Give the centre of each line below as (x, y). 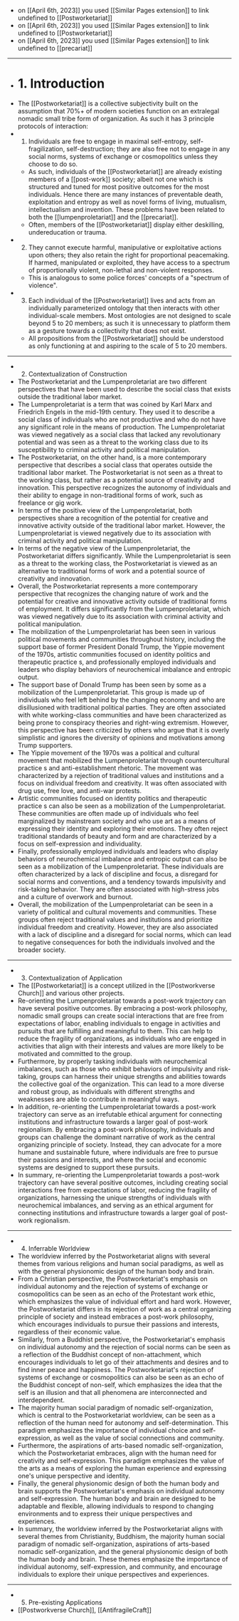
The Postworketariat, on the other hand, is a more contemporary (112, 457)
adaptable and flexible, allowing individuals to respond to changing (116, 1506)
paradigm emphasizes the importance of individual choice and (109, 1430)
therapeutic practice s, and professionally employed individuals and (117, 662)
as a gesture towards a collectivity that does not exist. (107, 330)
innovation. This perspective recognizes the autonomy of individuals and (124, 487)
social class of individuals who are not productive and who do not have (122, 419)
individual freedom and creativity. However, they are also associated (118, 927)
